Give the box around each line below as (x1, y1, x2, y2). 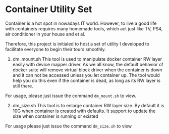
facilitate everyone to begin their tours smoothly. (5, 46, 106, 52)
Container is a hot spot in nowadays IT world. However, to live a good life (5, 20, 157, 26)
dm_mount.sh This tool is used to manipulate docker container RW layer (12, 56, 162, 62)
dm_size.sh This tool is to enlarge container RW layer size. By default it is (12, 102, 164, 108)
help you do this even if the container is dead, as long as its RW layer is (12, 77, 160, 83)
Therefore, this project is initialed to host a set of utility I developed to (5, 40, 150, 47)
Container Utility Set (5, 4, 92, 15)
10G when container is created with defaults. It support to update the (12, 108, 156, 114)
